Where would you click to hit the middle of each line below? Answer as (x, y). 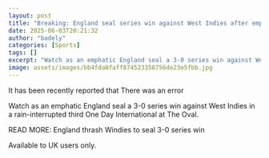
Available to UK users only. (52, 145)
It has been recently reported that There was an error (96, 90)
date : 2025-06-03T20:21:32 (53, 30)
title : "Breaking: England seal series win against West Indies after (128, 23)
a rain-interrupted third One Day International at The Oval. (104, 114)
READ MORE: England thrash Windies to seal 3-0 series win (107, 129)
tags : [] (23, 53)
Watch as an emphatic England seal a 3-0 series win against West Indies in (132, 105)
